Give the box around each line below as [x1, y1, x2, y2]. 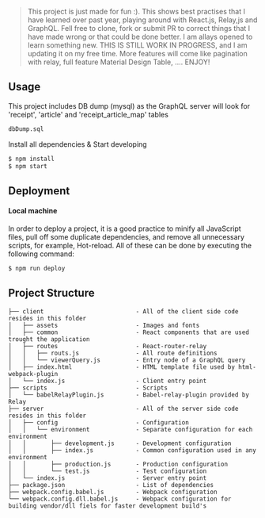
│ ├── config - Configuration [8, 418, 190, 427]
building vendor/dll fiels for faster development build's [8, 501, 207, 510]
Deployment [8, 184, 70, 198]
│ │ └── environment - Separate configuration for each [8, 425, 253, 433]
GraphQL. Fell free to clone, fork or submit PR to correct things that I [27, 24, 251, 33]
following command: [8, 249, 75, 259]
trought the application [8, 335, 90, 343]
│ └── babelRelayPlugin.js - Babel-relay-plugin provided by [8, 390, 249, 399]
